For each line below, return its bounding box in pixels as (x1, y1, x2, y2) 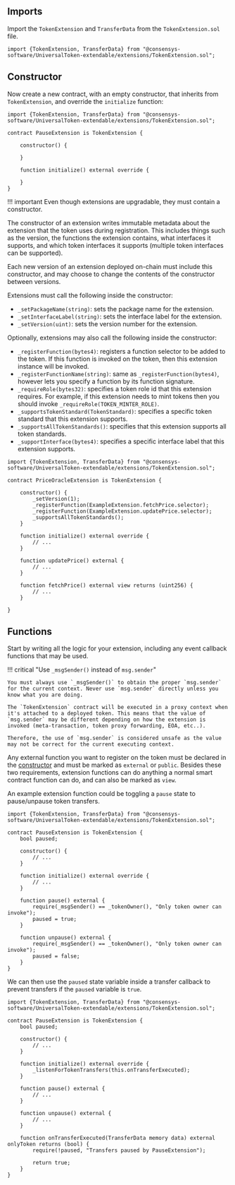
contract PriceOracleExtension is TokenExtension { (7, 477, 162, 484)
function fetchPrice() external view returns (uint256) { (20, 582, 193, 589)
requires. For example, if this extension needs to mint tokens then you (17, 392, 220, 400)
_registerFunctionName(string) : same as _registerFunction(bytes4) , (17, 369, 220, 378)
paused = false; (32, 953, 80, 960)
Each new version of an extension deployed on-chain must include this (7, 262, 213, 270)
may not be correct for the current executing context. (7, 741, 174, 748)
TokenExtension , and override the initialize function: (7, 97, 164, 105)
